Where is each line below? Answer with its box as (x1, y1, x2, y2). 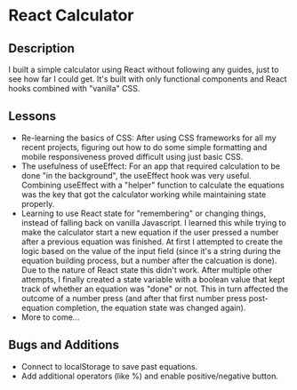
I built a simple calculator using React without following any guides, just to (8, 64, 279, 75)
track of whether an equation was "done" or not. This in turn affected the (20, 283, 289, 294)
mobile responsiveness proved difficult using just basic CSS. (20, 151, 244, 162)
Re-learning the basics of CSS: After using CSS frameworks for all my (20, 132, 277, 143)
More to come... (20, 312, 80, 322)
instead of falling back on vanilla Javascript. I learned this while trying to (20, 217, 286, 227)
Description (8, 41, 75, 56)
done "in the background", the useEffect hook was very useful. (20, 170, 253, 180)
